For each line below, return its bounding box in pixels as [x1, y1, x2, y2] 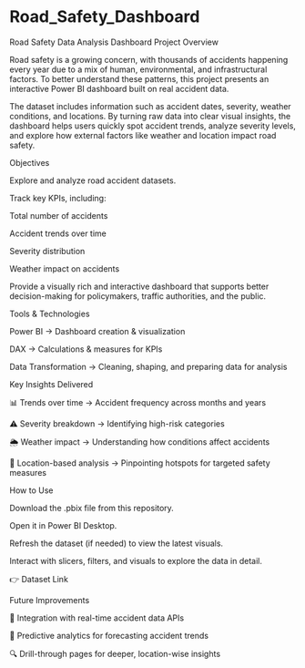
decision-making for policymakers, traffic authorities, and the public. [9, 290, 267, 302]
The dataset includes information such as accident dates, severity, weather [9, 100, 291, 111]
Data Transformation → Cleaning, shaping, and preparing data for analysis [9, 361, 289, 372]
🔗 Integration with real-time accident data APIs [9, 612, 185, 623]
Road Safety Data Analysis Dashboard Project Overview [9, 36, 219, 47]
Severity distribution [9, 245, 86, 256]
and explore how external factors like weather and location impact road [9, 129, 277, 140]
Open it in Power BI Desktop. [9, 519, 117, 530]
